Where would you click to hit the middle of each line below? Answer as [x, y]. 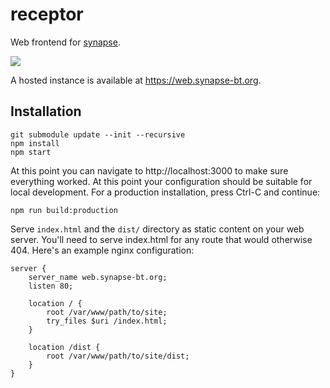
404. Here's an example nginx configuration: [102, 250]
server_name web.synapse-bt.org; [98, 277]
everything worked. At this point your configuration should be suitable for [161, 181]
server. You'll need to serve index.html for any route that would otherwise [161, 239]
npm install [35, 143]
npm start [31, 152]
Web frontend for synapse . [65, 42]
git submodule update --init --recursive [98, 134]
